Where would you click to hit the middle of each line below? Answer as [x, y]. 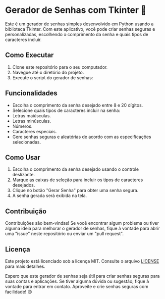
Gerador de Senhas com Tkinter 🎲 [76, 10]
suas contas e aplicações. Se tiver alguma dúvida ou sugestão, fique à [77, 281]
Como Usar [23, 157]
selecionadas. [27, 142]
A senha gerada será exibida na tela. [50, 196]
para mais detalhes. [25, 266]
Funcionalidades [31, 93]
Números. [22, 126]
